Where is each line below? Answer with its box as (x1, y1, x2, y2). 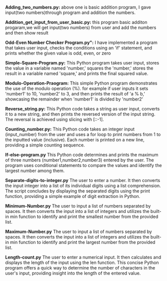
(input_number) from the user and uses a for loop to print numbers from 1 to (5, 131, 161, 137)
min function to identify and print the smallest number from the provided (9, 213, 159, 219)
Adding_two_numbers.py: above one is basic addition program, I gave (5, 4, 151, 10)
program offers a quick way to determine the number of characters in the (5, 265, 156, 270)
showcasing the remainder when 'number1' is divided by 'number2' (5, 96, 144, 102)
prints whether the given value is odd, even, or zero (5, 50, 111, 56)
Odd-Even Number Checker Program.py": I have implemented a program (5, 39, 158, 45)
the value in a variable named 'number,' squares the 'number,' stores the (5, 65, 154, 71)
